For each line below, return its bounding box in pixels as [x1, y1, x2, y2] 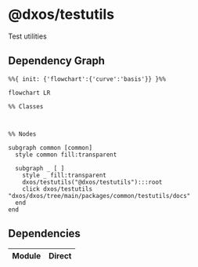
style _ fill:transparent [22, 171, 107, 179]
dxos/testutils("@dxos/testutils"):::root [22, 178, 163, 186]
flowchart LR [8, 89, 51, 97]
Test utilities [8, 31, 47, 41]
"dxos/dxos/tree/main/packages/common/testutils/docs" [8, 192, 191, 199]
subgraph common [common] [8, 144, 92, 152]
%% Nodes [8, 130, 37, 138]
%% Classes [8, 102, 44, 111]
